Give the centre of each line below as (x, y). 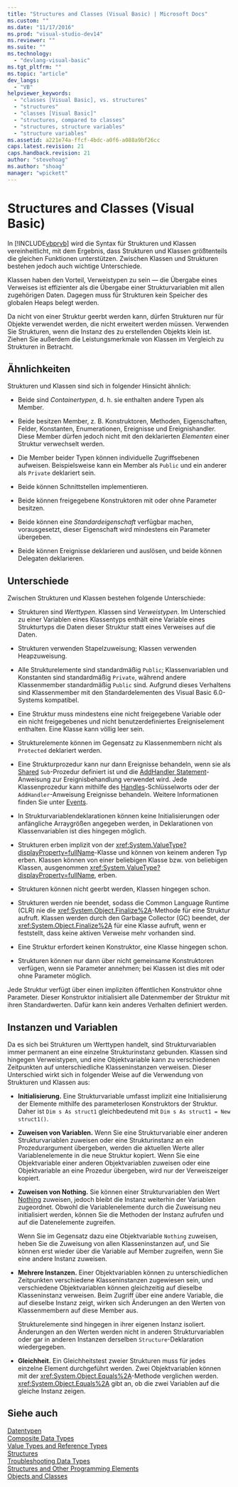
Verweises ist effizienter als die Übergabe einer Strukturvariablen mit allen (116, 287)
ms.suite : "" (27, 47)
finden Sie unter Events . (53, 802)
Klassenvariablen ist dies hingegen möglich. (82, 831)
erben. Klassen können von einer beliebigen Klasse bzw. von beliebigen (123, 860)
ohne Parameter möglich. (55, 976)
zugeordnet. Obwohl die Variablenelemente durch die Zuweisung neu (119, 1207)
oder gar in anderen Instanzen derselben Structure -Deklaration (110, 1339)
